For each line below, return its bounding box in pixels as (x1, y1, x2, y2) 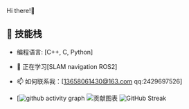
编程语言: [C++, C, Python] (16, 48, 93, 56)
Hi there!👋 (6, 7, 35, 14)
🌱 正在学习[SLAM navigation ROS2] (16, 62, 118, 70)
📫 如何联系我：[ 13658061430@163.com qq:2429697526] (16, 77, 183, 86)
